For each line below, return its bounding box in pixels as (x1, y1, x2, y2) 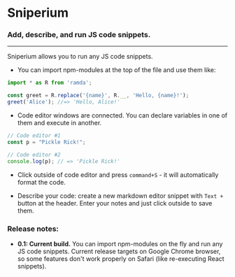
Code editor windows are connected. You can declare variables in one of (17, 111, 228, 120)
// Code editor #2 (7, 151, 61, 158)
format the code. (17, 178, 66, 186)
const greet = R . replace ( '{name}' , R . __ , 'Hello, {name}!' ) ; (7, 92, 190, 99)
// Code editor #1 (7, 132, 61, 139)
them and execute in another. (17, 119, 102, 127)
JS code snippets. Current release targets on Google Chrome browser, (17, 247, 221, 255)
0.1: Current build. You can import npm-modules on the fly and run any (17, 239, 223, 248)
